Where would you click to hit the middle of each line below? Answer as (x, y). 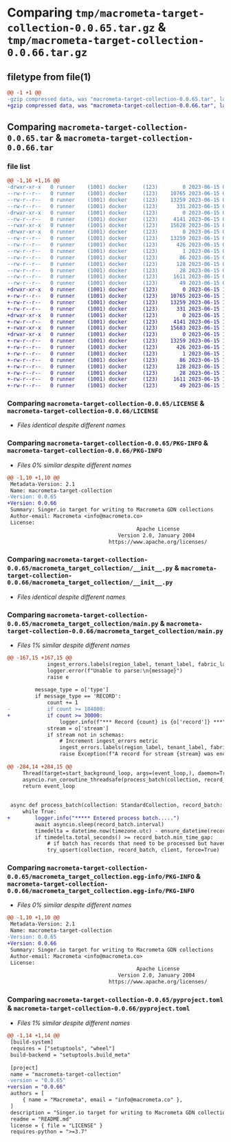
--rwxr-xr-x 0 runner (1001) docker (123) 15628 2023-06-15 (113, 225)
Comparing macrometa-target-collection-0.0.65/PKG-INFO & (108, 443)
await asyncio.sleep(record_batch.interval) (100, 824)
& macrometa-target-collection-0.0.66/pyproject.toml (99, 1008)
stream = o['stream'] (78, 728)
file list (19, 166)
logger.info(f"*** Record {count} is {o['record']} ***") (144, 722)
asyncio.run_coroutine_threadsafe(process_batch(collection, (112, 779)
